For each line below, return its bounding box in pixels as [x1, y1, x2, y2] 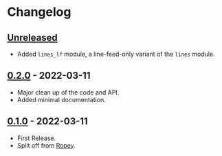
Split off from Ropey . [16, 141, 76, 149]
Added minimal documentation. [16, 95, 107, 104]
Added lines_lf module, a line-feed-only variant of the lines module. [16, 50, 215, 58]
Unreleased [7, 32, 58, 43]
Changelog [7, 4, 71, 20]
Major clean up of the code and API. [16, 88, 120, 97]
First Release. [16, 134, 56, 142]
